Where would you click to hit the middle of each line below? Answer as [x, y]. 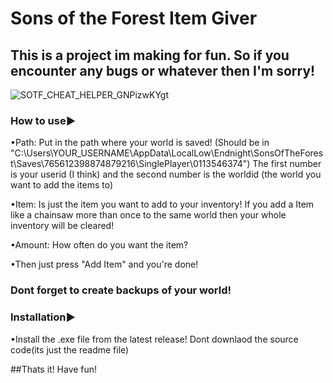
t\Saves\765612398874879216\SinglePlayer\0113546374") [130, 164]
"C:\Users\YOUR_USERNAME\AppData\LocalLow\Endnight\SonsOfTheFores [167, 153]
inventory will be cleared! [62, 226]
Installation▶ [43, 317]
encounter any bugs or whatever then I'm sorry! [163, 70]
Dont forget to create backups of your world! [121, 290]
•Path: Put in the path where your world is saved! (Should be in [140, 143]
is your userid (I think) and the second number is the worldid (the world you [166, 174]
